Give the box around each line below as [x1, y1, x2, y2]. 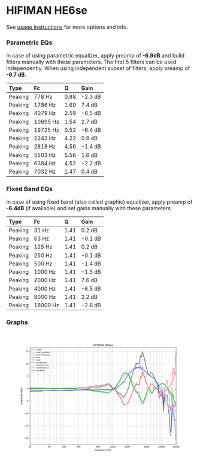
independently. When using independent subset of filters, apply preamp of [6, 65, 190, 72]
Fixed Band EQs [6, 184, 53, 193]
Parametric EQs [6, 38, 53, 47]
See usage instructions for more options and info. [6, 23, 129, 31]
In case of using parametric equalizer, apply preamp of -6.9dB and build [6, 52, 185, 59]
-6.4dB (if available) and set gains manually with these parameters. [6, 205, 172, 212]
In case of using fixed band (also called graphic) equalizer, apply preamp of [6, 198, 193, 205]
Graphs [6, 318, 28, 326]
